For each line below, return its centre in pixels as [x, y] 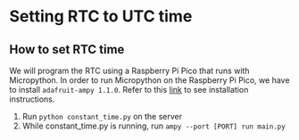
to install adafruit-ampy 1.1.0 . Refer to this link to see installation [129, 90]
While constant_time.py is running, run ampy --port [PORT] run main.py [154, 126]
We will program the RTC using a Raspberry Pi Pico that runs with [129, 70]
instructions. [32, 99]
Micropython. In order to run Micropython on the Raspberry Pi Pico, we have [149, 80]
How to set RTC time [67, 49]
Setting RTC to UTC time [101, 16]
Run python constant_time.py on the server [102, 116]
